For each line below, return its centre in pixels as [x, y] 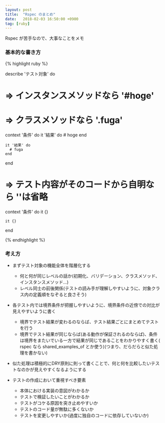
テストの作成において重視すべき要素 [49, 380]
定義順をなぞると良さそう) [60, 294]
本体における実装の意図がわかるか [55, 390]
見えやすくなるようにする [60, 369]
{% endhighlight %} [25, 240]
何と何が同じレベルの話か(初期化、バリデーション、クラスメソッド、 [90, 276]
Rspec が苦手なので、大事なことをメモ [45, 38]
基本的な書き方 [23, 53]
